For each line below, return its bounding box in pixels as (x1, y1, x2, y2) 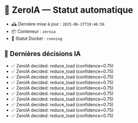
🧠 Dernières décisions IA (4, 50, 81, 58)
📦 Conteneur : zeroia (11, 28, 56, 34)
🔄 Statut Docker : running (11, 35, 63, 41)
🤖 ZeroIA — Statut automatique (4, 4, 133, 16)
